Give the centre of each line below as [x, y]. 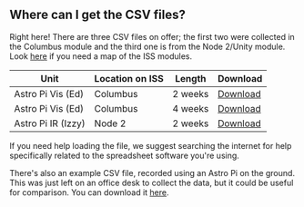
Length [191, 78]
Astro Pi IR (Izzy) [50, 123]
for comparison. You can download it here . [89, 192]
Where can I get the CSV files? [98, 15]
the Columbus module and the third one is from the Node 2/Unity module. [147, 46]
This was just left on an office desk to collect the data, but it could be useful [152, 182]
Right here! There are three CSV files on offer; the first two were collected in [152, 36]
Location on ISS [129, 78]
